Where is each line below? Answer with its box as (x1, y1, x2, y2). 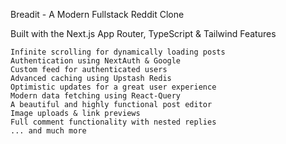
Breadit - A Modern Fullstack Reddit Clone (10, 9, 185, 20)
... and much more (10, 126, 87, 136)
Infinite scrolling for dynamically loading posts (10, 47, 226, 57)
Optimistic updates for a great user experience (10, 82, 217, 92)
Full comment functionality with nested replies (10, 117, 217, 127)
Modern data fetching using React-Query (10, 91, 182, 101)
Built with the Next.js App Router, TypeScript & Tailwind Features (10, 28, 277, 39)
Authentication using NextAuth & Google (10, 56, 182, 66)
